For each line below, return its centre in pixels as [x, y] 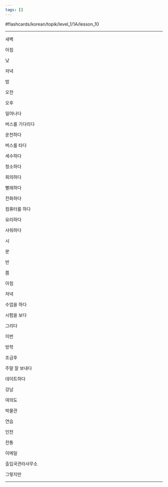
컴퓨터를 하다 [18, 209]
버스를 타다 [16, 145]
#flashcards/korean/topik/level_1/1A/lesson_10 [52, 24]
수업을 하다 [16, 304]
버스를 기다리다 [20, 124]
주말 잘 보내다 [19, 368]
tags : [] [14, 10]
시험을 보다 [16, 315]
